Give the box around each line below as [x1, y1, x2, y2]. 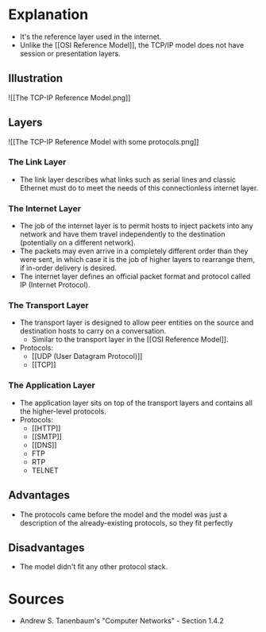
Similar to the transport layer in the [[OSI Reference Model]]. [31, 335, 229, 345]
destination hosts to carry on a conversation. [19, 326, 167, 336]
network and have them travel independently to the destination [19, 229, 226, 239]
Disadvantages [8, 541, 85, 554]
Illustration [8, 71, 64, 85]
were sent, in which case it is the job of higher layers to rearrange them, [19, 255, 256, 264]
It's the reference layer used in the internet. [19, 32, 162, 41]
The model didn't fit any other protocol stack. [19, 562, 168, 572]
